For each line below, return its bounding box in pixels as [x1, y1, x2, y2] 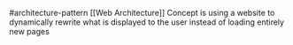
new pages [9, 26, 50, 36]
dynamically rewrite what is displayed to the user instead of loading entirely [9, 17, 285, 27]
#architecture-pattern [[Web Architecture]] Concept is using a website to [9, 8, 275, 18]
